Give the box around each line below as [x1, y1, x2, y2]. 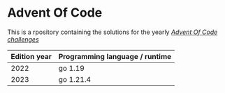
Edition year [10, 51, 52, 61]
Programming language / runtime [58, 51, 172, 61]
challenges [7, 35, 40, 43]
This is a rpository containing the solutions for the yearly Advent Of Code [7, 28, 218, 36]
